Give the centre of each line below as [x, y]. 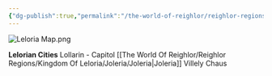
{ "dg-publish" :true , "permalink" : [65, 16]
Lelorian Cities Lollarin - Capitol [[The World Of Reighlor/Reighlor [117, 54]
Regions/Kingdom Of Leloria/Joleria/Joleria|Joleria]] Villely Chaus [118, 63]
